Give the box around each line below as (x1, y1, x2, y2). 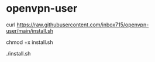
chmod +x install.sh (6, 39, 54, 46)
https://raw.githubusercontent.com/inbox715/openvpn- (16, 21, 149, 28)
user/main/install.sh (6, 27, 54, 34)
